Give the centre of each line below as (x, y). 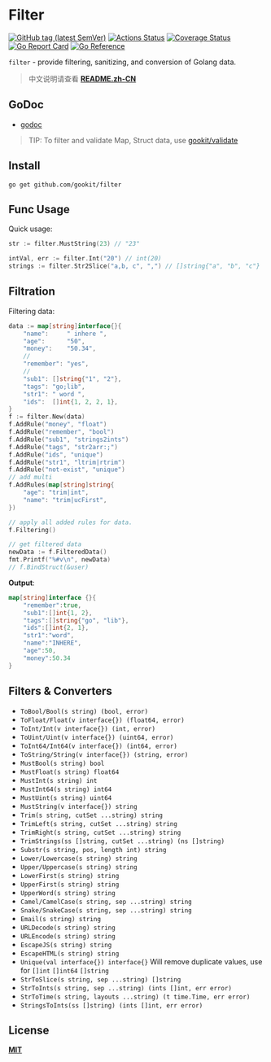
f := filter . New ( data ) (47, 417)
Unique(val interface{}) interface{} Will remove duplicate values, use (141, 961)
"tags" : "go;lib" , (54, 387)
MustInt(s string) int (59, 780)
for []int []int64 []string (65, 970)
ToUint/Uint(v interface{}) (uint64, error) (97, 737)
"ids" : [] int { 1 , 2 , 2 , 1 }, (70, 402)
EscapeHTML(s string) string (70, 954)
